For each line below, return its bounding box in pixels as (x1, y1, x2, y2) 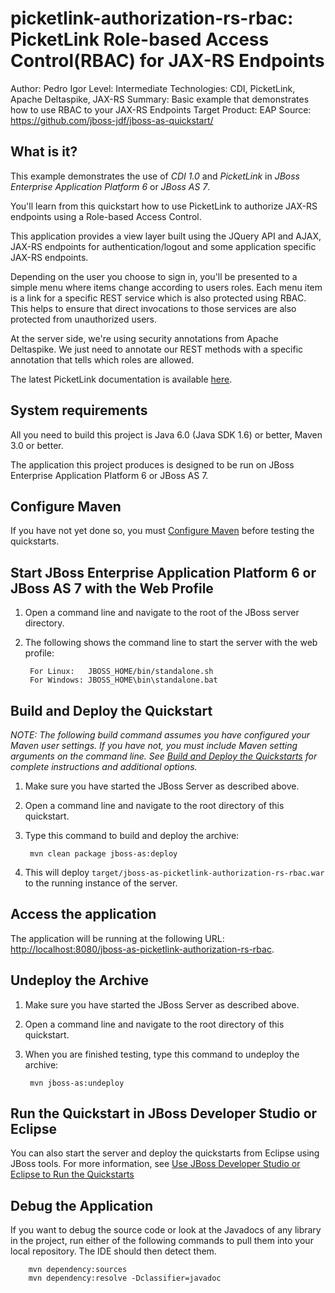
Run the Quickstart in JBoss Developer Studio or (10, 1105, 318, 1122)
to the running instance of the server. (24, 877, 178, 889)
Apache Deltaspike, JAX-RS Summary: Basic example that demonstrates (10, 93, 310, 105)
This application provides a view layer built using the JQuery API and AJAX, (10, 230, 322, 242)
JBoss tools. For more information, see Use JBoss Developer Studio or (10, 1158, 301, 1170)
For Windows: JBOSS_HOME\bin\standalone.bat (29, 675, 218, 686)
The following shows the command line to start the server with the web (24, 637, 318, 649)
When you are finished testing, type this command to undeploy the (24, 1048, 300, 1060)
